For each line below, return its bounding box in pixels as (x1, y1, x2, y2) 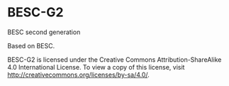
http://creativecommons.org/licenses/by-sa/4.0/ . (7, 70, 150, 79)
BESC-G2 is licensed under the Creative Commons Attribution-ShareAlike (7, 55, 222, 64)
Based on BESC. (7, 41, 55, 50)
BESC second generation (7, 28, 81, 36)
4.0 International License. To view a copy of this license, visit (7, 63, 185, 71)
